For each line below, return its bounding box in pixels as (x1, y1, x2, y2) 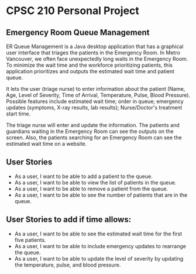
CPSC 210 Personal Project (6, 4, 139, 18)
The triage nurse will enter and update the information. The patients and (6, 122, 180, 128)
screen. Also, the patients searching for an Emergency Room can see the (6, 134, 183, 141)
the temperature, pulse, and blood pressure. (14, 261, 121, 268)
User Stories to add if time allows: (6, 215, 132, 225)
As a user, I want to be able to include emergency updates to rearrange (14, 242, 186, 249)
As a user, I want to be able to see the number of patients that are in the (14, 191, 188, 198)
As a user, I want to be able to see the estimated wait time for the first (14, 230, 183, 237)
